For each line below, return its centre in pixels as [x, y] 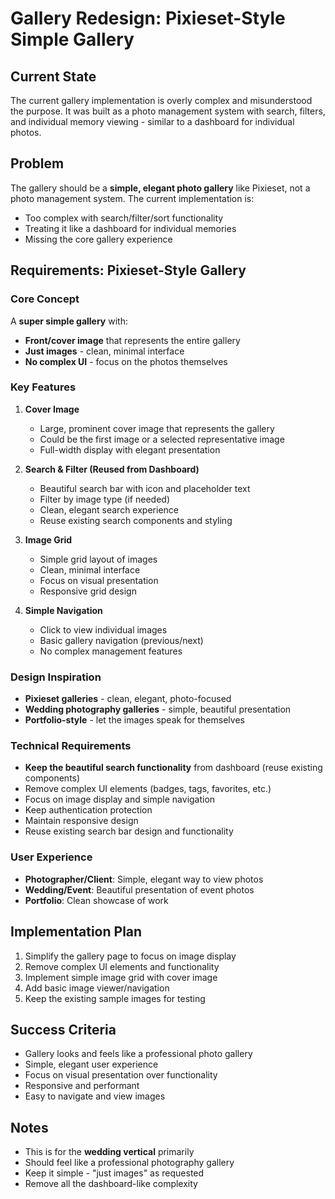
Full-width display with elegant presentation [130, 449]
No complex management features [111, 651]
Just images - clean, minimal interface [104, 351]
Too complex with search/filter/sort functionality [124, 218]
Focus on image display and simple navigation [120, 799]
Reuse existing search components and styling [136, 520]
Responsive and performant [82, 1086]
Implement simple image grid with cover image [121, 977]
